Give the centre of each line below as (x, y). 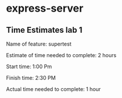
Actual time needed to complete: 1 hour (53, 89)
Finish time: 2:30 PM (31, 78)
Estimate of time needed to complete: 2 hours (61, 55)
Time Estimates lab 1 (44, 30)
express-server (45, 8)
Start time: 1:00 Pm (29, 66)
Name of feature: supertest (39, 44)
